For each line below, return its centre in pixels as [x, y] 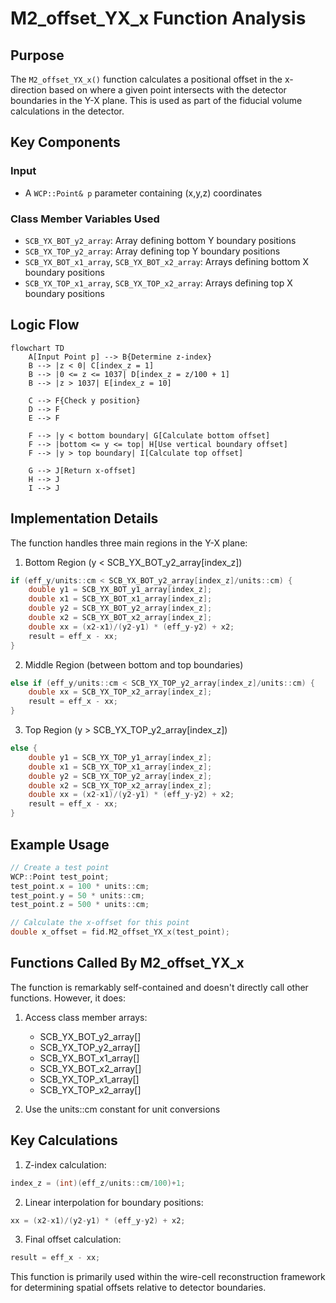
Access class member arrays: [86, 1017]
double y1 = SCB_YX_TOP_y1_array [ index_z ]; [120, 757]
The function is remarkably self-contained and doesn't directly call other [159, 987]
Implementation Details [84, 518]
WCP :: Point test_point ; [60, 877]
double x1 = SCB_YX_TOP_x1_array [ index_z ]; [120, 767]
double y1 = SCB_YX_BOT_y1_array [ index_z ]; [120, 590]
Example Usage [60, 844]
